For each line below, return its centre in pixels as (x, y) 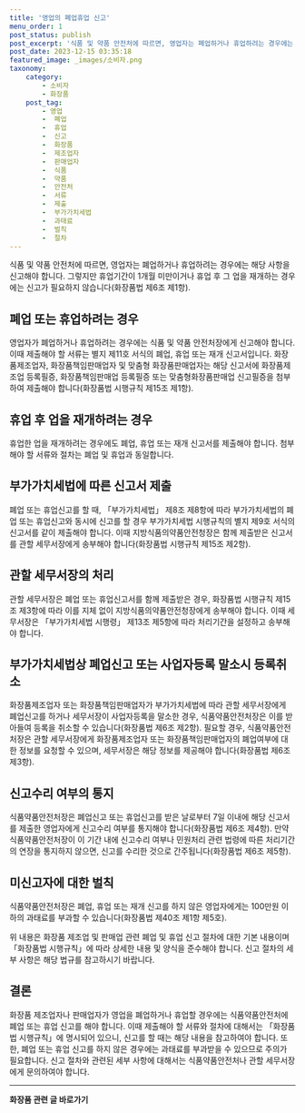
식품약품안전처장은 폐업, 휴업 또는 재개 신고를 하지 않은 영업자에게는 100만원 (144, 906)
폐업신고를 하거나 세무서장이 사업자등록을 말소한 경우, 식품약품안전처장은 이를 (147, 716)
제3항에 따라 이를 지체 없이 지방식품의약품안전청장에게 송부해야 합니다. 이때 (152, 610)
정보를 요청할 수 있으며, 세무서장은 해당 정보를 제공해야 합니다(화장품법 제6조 (155, 751)
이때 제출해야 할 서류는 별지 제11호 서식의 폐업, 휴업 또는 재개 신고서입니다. (141, 354)
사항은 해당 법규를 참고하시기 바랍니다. (87, 960)
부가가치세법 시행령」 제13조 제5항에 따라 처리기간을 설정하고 (157, 622)
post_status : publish (50, 35)
